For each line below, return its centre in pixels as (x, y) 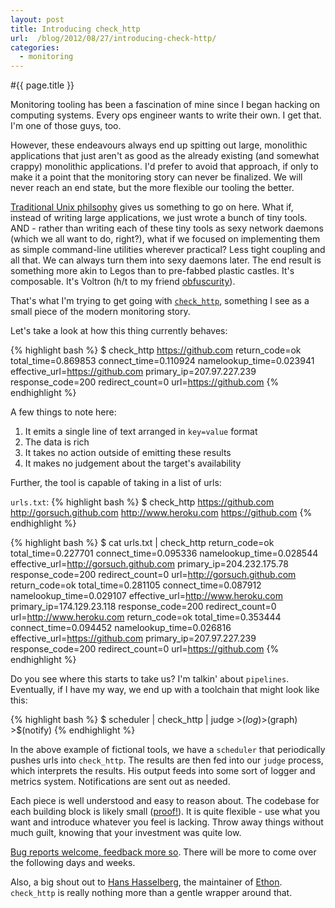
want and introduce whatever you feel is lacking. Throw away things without (167, 822)
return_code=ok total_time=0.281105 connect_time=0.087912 (136, 585)
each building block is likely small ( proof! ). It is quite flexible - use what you (165, 812)
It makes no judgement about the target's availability (133, 463)
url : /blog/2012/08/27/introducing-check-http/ (113, 38)
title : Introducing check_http (75, 29)
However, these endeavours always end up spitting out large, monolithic (159, 145)
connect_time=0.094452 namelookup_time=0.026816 (121, 628)
